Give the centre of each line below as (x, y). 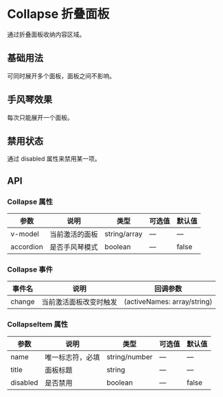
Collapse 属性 (30, 202)
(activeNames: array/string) (168, 302)
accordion (27, 247)
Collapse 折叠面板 (58, 14)
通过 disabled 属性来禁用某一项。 (54, 159)
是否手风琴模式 (74, 248)
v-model (25, 234)
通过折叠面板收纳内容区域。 (46, 34)
